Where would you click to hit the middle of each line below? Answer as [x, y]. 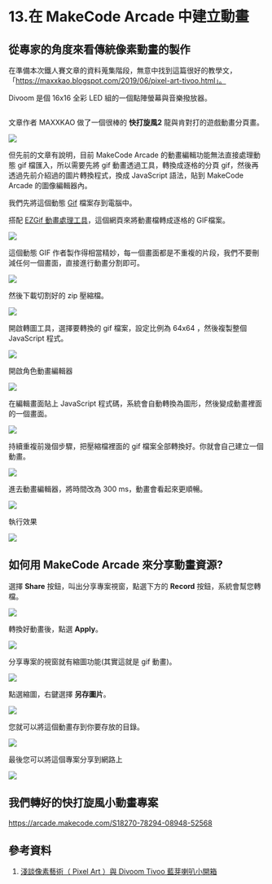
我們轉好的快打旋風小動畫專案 [83, 803]
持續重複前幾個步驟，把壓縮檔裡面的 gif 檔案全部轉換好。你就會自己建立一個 [136, 446]
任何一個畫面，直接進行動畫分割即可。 [79, 263]
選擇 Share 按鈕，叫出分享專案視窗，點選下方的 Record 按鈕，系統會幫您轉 [135, 586]
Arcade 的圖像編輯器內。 [50, 185]
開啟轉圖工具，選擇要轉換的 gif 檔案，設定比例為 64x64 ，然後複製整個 [128, 328]
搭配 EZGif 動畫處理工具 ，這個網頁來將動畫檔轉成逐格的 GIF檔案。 [119, 220]
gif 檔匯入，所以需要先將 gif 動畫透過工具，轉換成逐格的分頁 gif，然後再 [138, 165]
